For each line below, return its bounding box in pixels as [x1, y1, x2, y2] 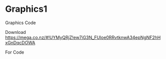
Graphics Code [5, 20, 36, 26]
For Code [5, 49, 24, 55]
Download [5, 29, 26, 35]
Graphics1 [5, 3, 48, 15]
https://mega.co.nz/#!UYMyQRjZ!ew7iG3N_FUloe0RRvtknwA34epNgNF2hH [5, 34, 161, 40]
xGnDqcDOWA [5, 39, 36, 45]
